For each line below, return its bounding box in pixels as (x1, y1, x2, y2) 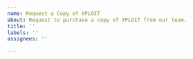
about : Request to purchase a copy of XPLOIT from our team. (7, 16, 187, 23)
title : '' (7, 23, 36, 29)
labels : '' (7, 29, 39, 36)
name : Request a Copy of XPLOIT (7, 10, 100, 17)
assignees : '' (7, 36, 48, 43)
